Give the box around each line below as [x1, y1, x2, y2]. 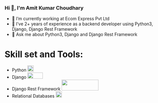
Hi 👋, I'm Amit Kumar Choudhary [4, 4, 84, 11]
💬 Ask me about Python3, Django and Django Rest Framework [11, 32, 137, 38]
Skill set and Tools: [4, 49, 83, 60]
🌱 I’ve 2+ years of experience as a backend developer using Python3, [11, 21, 153, 27]
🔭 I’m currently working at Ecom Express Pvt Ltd [11, 16, 110, 22]
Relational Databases [11, 93, 55, 99]
